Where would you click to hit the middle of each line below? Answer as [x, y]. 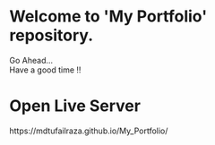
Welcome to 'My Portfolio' [108, 17]
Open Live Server [75, 106]
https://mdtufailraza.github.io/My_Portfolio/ [89, 131]
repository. [52, 35]
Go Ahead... [31, 60]
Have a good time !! [45, 70]
